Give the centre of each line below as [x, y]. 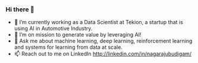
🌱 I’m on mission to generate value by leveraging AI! [78, 35]
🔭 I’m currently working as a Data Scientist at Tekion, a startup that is [99, 22]
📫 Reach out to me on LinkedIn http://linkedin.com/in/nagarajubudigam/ [103, 54]
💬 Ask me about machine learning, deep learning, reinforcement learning [103, 41]
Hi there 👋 [20, 9]
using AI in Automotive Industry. [53, 28]
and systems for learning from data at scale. [68, 47]
